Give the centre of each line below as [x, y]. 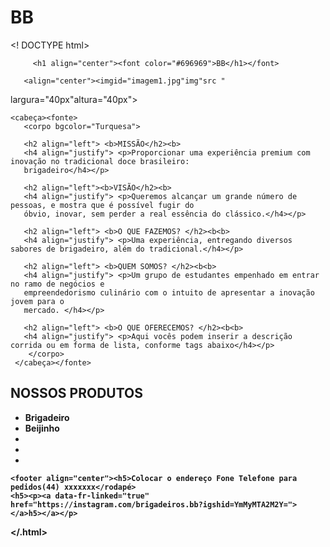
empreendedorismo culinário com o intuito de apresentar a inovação [169, 292]
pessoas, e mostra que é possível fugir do [102, 205]
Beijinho [42, 428]
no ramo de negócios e [57, 284]
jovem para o [37, 301]
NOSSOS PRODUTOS [76, 393]
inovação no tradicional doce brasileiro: [100, 161]
